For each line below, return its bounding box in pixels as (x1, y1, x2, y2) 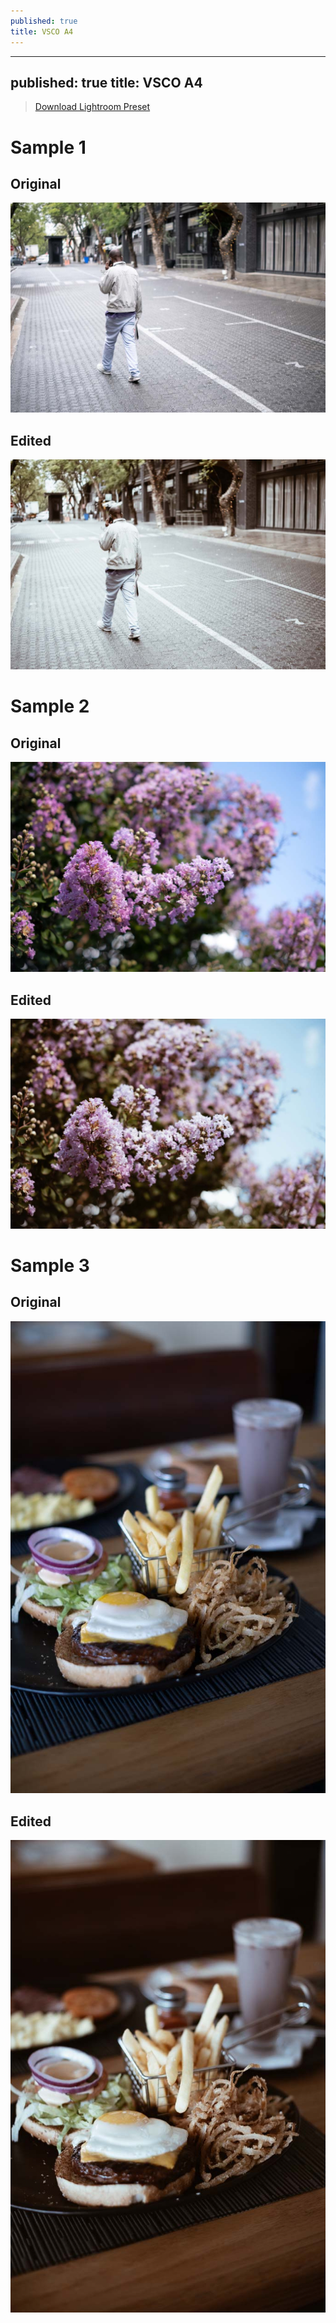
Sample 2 (10, 695, 90, 718)
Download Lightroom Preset (34, 101, 151, 113)
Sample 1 (10, 136, 87, 159)
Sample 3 (10, 1254, 90, 1277)
